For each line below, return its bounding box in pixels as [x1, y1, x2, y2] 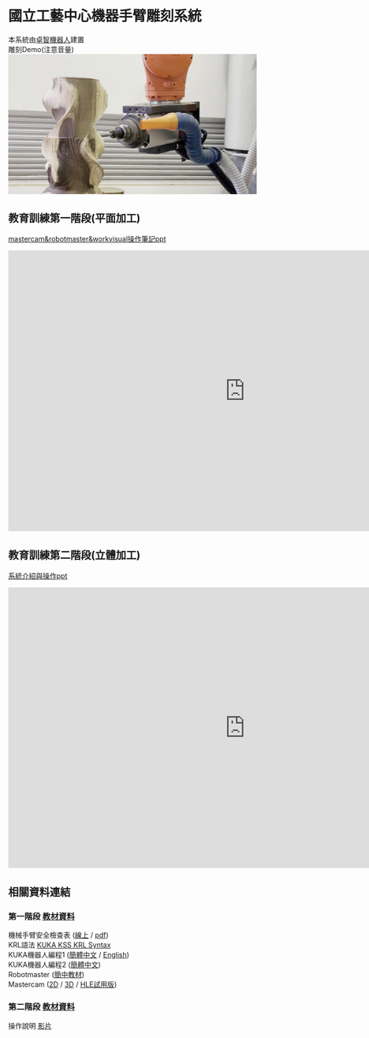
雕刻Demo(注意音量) [8, 44, 75, 54]
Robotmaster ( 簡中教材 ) [8, 970, 85, 980]
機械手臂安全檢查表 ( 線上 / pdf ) [8, 931, 109, 940]
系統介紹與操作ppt [8, 571, 68, 580]
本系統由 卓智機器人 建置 [8, 35, 84, 44]
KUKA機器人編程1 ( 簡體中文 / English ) [8, 950, 130, 960]
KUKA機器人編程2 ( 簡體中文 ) [8, 960, 101, 969]
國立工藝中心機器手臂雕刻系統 [8, 7, 203, 25]
